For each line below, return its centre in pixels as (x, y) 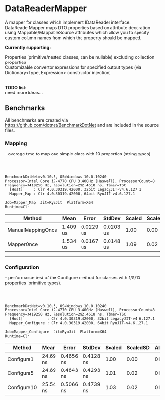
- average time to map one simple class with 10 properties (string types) (78, 154)
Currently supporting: (28, 47)
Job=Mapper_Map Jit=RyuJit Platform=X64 (49, 203)
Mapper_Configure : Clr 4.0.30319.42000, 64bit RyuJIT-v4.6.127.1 (79, 323)
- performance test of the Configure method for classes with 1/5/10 (73, 278)
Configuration (22, 267)
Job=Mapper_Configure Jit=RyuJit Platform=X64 (56, 332)
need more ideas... (24, 92)
